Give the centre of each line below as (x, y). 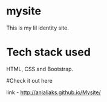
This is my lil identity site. (38, 28)
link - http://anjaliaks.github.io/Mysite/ (53, 92)
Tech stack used (48, 52)
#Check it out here (29, 80)
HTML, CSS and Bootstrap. (40, 69)
